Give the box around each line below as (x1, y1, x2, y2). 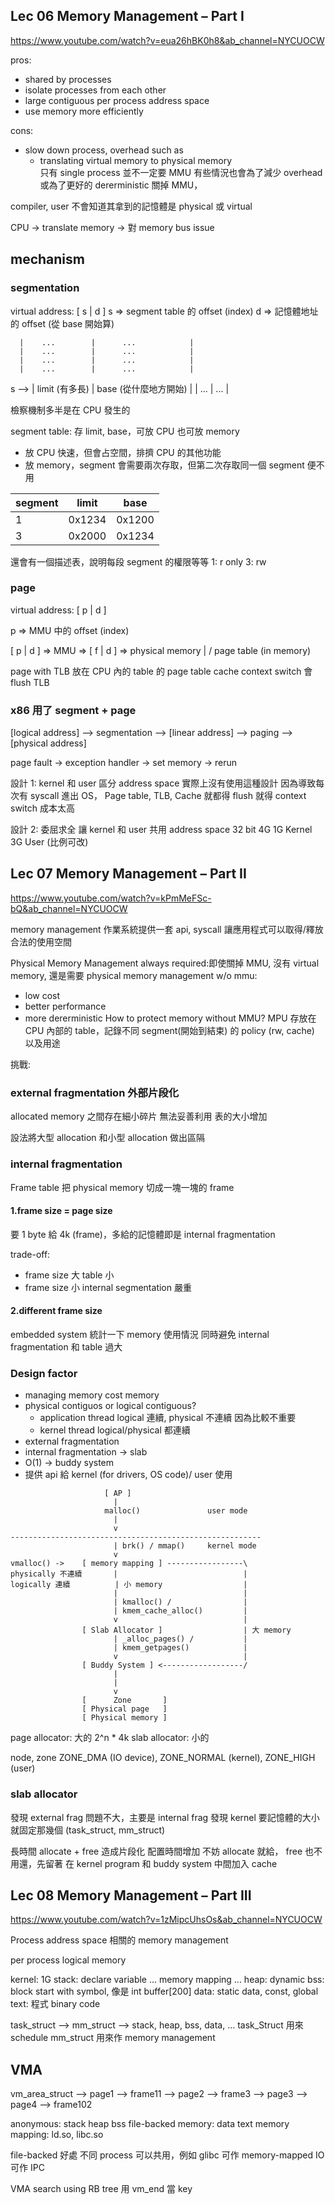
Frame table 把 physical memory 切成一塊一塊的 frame (10, 1181, 235, 1193)
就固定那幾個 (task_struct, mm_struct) (10, 1824, 166, 1836)
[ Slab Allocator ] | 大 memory (81, 1625, 292, 1636)
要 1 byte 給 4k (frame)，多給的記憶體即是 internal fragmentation (10, 1228, 276, 1240)
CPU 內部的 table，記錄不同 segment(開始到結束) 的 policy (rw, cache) (24, 1024, 315, 1036)
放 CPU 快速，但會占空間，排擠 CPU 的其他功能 (24, 446, 222, 458)
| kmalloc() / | (113, 1597, 248, 1608)
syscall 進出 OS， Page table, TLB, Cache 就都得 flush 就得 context (29, 790, 307, 802)
